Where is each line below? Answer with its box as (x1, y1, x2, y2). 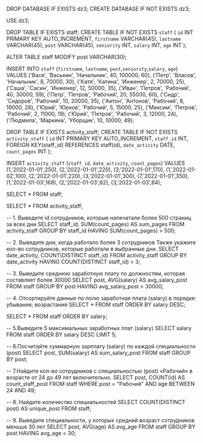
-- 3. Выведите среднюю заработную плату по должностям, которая (6, 270, 185, 277)
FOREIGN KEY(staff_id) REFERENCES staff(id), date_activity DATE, (6, 141, 176, 148)
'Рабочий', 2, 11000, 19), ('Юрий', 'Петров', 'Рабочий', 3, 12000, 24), (6, 110, 178, 117)
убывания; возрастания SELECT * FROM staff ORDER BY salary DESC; (6, 301, 186, 308)
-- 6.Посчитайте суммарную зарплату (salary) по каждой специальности (6, 343, 196, 350)
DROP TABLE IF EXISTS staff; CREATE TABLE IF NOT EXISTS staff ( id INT (6, 29, 194, 36)
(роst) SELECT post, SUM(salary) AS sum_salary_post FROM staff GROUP (6, 349, 191, 356)
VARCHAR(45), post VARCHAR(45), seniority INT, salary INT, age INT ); (6, 42, 187, 49)
